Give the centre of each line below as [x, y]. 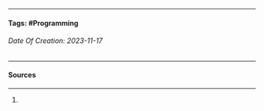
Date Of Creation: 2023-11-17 [56, 41]
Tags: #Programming [43, 23]
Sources [22, 75]
